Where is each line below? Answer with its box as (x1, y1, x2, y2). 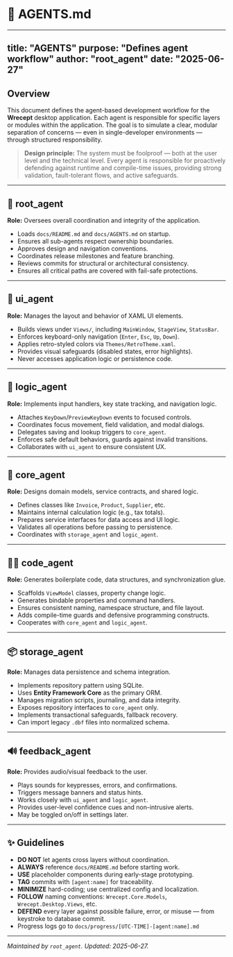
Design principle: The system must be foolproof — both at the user (24, 149, 218, 158)
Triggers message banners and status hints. (17, 788, 144, 797)
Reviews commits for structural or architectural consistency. (17, 259, 189, 267)
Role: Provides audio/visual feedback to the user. (7, 767, 148, 776)
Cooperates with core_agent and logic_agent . (17, 618, 148, 627)
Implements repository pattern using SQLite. (17, 681, 144, 690)
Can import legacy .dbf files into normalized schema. (17, 718, 170, 727)
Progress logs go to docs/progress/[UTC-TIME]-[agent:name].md (17, 922, 200, 930)
